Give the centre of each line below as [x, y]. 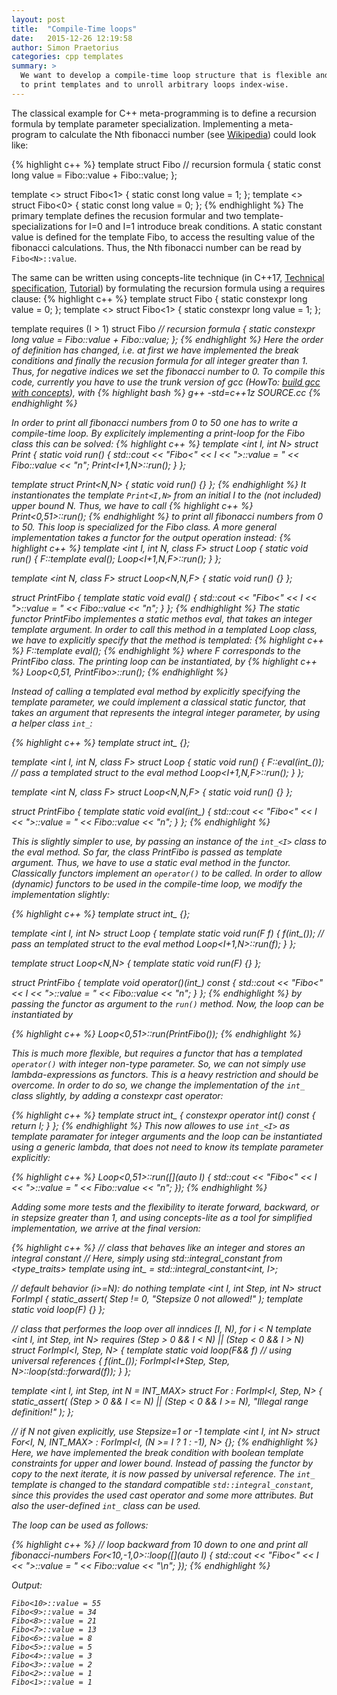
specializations [42, 226]
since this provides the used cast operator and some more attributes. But [162, 1495]
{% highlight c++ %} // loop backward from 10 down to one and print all [159, 1544]
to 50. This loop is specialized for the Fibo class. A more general [144, 527]
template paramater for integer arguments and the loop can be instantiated [167, 1136]
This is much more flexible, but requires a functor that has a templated [157, 1053]
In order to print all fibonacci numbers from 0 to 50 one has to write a [154, 422]
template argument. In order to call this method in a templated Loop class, [164, 629]
